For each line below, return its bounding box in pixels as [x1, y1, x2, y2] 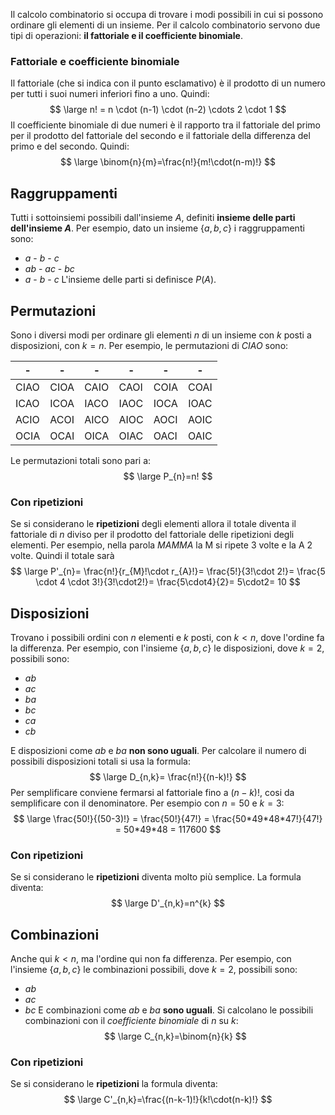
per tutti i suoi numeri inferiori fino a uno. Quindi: [10, 88, 210, 100]
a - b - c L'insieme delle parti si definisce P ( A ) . [24, 274, 217, 286]
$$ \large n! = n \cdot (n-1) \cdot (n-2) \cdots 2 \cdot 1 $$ [49, 104, 287, 116]
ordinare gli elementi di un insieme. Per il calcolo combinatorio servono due [10, 19, 321, 31]
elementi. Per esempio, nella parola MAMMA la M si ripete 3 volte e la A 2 [10, 539, 313, 551]
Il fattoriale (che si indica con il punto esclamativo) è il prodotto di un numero [10, 77, 327, 89]
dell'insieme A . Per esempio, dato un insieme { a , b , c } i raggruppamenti [10, 222, 305, 234]
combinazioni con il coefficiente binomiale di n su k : [24, 1015, 239, 1027]
